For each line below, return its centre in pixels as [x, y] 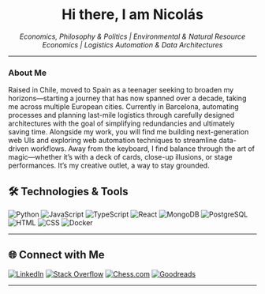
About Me [28, 73]
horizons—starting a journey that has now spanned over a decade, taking [127, 98]
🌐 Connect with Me [56, 255]
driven [19, 149]
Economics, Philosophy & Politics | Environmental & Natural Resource [132, 36]
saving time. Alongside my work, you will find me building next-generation [129, 132]
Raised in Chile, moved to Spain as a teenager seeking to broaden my [121, 90]
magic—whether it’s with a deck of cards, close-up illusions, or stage [120, 157]
